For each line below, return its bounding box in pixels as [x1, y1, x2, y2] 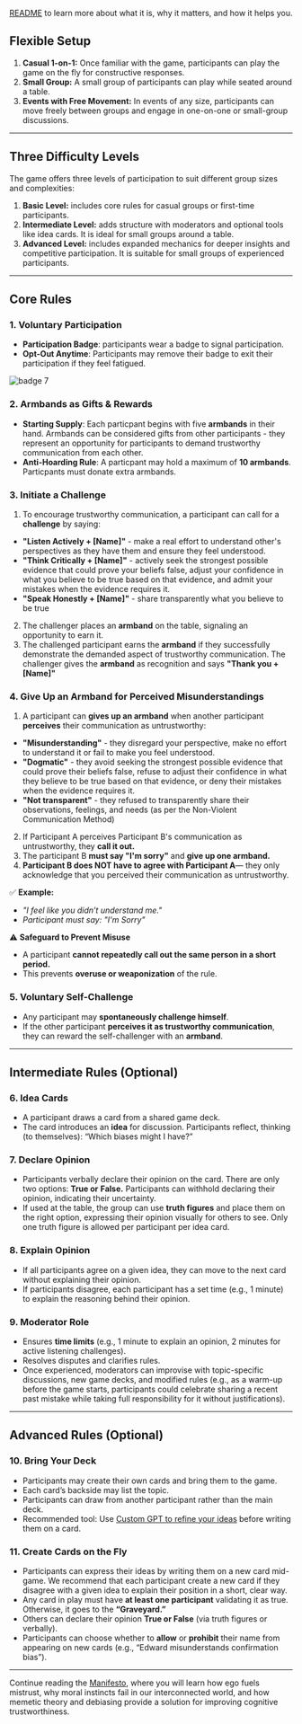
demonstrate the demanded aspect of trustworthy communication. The [22, 649, 286, 659]
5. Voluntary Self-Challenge [9, 991, 134, 1003]
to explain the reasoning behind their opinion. [22, 1293, 191, 1304]
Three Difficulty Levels [9, 149, 140, 164]
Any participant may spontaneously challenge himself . [22, 1011, 229, 1022]
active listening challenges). [22, 1346, 127, 1357]
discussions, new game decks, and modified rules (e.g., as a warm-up [22, 1375, 283, 1385]
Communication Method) [22, 814, 115, 825]
